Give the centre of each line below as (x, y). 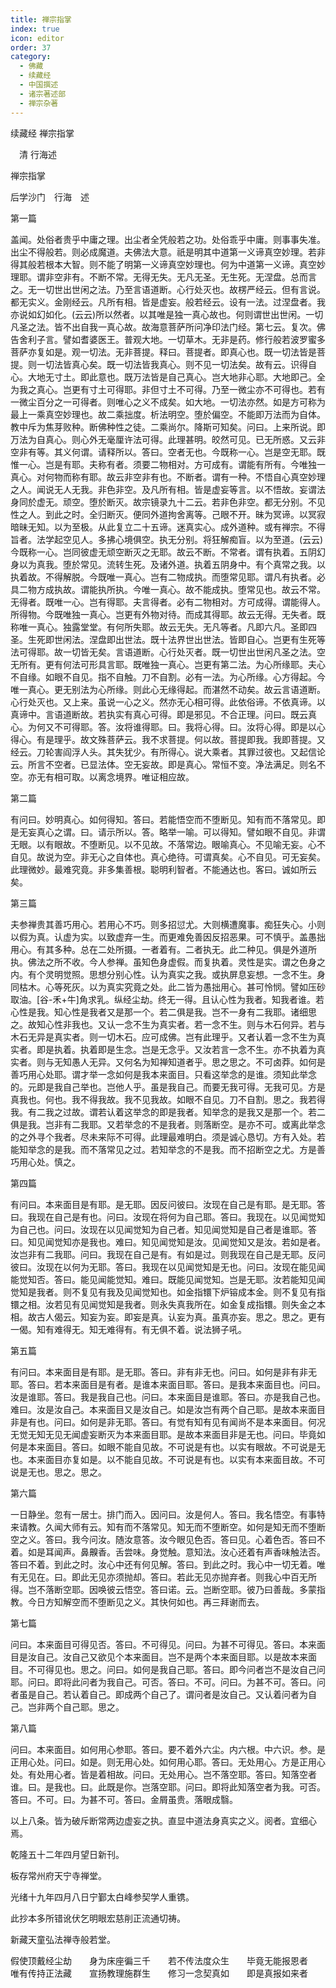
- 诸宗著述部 (43, 94)
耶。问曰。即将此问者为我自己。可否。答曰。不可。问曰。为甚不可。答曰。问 (168, 1682)
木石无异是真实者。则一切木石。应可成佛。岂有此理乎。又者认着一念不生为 (163, 1037)
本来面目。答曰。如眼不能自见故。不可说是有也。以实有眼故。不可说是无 (176, 1447)
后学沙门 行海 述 (50, 197)
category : (31, 57)
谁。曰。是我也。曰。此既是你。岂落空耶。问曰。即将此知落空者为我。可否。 (168, 1787)
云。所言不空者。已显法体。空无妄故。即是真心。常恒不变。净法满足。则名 (163, 764)
